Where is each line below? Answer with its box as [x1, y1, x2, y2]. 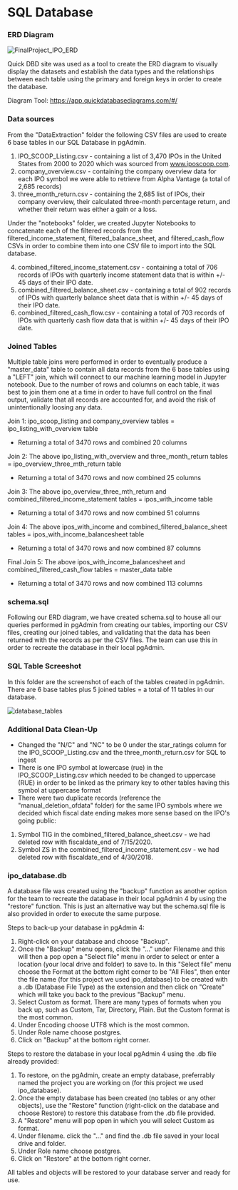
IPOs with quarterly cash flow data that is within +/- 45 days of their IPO [17, 315, 229, 325]
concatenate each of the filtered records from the [7, 226, 153, 235]
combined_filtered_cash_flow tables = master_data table [7, 565, 172, 574]
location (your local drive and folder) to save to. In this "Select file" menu [17, 960, 232, 969]
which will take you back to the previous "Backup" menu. [17, 990, 185, 999]
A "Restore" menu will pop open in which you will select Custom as [17, 1117, 215, 1125]
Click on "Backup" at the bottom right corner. [17, 1036, 151, 1044]
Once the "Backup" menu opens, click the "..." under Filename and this [17, 945, 226, 953]
